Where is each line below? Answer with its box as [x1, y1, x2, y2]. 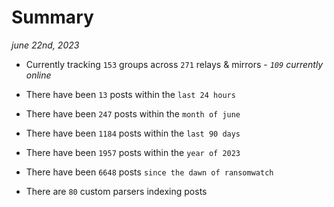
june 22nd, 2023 [11, 39, 80, 51]
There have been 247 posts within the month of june [25, 107, 241, 120]
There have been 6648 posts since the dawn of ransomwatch [25, 166, 274, 178]
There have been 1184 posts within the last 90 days [25, 127, 241, 139]
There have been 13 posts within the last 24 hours [25, 88, 236, 100]
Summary [11, 6, 94, 29]
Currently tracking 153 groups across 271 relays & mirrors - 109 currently [25, 58, 324, 70]
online [25, 69, 52, 81]
